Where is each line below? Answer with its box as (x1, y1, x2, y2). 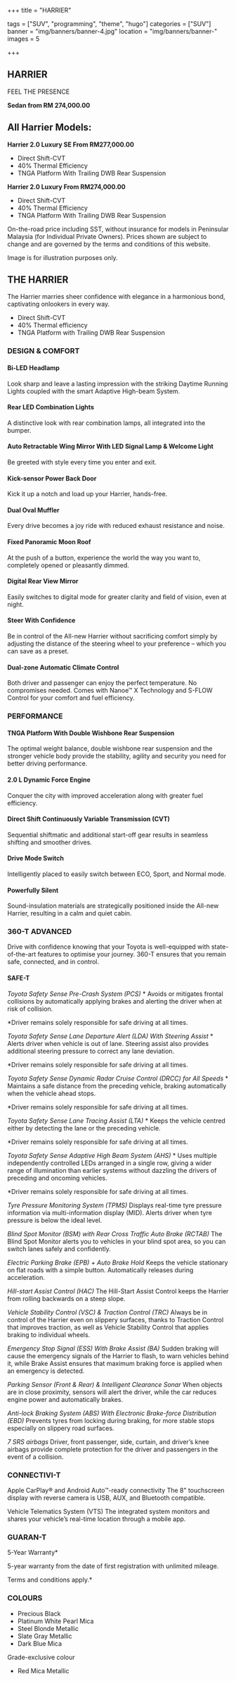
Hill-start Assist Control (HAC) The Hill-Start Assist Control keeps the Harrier (7, 1286, 229, 1295)
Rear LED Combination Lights (7, 403, 95, 412)
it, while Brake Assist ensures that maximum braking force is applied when (7, 1359, 223, 1367)
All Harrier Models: (7, 121, 92, 133)
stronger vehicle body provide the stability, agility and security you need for (7, 752, 227, 761)
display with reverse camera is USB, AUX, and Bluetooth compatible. (7, 1494, 206, 1502)
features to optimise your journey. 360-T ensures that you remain (37, 950, 227, 959)
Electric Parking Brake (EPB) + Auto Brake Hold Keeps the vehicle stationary (7, 1258, 228, 1267)
